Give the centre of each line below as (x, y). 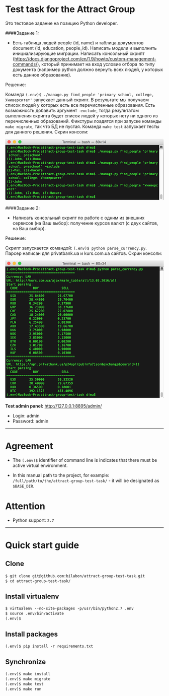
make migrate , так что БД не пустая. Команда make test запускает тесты (82, 126)
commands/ (25, 64)
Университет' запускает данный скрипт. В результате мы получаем (77, 100)
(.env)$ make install (28, 674)
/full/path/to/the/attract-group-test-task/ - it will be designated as (86, 480)
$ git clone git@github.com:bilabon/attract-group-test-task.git (75, 576)
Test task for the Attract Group (70, 9)
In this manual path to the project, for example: (61, 475)
